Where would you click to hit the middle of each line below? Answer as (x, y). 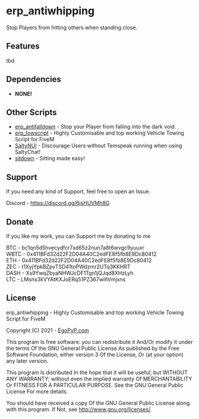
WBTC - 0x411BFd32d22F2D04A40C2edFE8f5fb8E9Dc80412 (81, 254)
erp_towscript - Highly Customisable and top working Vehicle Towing (99, 133)
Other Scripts (32, 112)
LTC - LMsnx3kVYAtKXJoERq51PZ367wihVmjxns (66, 279)
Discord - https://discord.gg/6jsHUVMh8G (58, 203)
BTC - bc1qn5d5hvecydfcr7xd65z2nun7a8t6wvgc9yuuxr (75, 248)
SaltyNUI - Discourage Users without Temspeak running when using (98, 146)
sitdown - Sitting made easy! (50, 159)
